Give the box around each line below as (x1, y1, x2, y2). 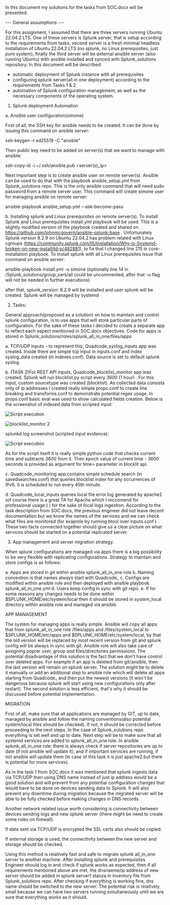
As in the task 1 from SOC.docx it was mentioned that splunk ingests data (5, 769, 158, 775)
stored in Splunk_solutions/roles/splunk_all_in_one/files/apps (5, 334, 132, 339)
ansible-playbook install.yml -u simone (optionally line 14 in (5, 266, 129, 272)
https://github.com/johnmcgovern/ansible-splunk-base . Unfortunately (5, 230, 152, 235)
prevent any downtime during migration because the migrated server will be (5, 791, 163, 796)
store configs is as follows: (5, 559, 61, 565)
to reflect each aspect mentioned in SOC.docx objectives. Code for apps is (5, 328, 161, 334)
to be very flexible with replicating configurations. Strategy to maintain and (5, 554, 161, 560)
